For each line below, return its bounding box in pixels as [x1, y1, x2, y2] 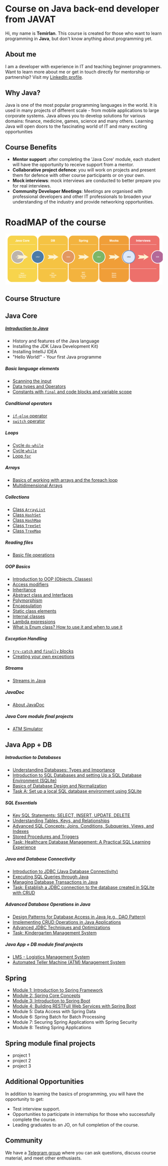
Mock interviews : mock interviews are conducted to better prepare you [12, 177, 161, 183]
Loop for [12, 453, 31, 459]
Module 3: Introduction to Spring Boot [12, 998, 90, 1004]
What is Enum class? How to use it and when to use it [12, 624, 122, 630]
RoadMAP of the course [5, 217, 106, 228]
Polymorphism [12, 598, 42, 604]
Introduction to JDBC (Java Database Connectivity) [12, 868, 118, 875]
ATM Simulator [12, 726, 43, 732]
